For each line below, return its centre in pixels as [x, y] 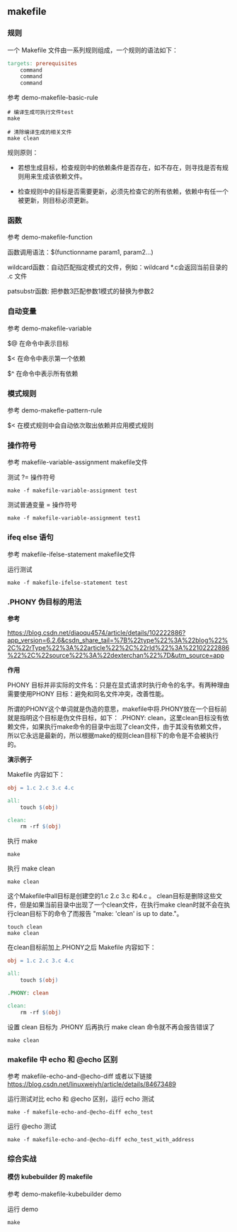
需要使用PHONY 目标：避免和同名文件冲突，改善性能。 [88, 693]
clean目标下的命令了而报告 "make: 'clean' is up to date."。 [98, 914]
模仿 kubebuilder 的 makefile [50, 1177]
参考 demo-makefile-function [50, 237]
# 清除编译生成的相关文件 [40, 133]
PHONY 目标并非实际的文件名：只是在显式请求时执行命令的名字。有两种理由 [118, 685]
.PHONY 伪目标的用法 [45, 602]
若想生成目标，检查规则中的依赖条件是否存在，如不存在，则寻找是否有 [120, 168]
